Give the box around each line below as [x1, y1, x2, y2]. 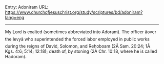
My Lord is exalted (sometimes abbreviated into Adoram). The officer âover [5, 29, 157, 35]
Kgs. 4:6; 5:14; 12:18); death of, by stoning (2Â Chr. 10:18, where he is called [5, 48, 157, 54]
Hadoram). [5, 54, 27, 59]
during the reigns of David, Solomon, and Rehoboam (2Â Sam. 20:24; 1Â [5, 43, 150, 49]
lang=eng [5, 15, 24, 20]
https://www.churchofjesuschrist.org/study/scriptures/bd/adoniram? [5, 9, 143, 15]
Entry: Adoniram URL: [5, 4, 49, 10]
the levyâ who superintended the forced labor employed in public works [5, 36, 150, 42]
